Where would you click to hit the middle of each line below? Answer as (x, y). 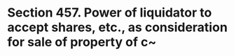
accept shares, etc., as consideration (117, 27)
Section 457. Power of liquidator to (110, 13)
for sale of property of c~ (82, 42)
